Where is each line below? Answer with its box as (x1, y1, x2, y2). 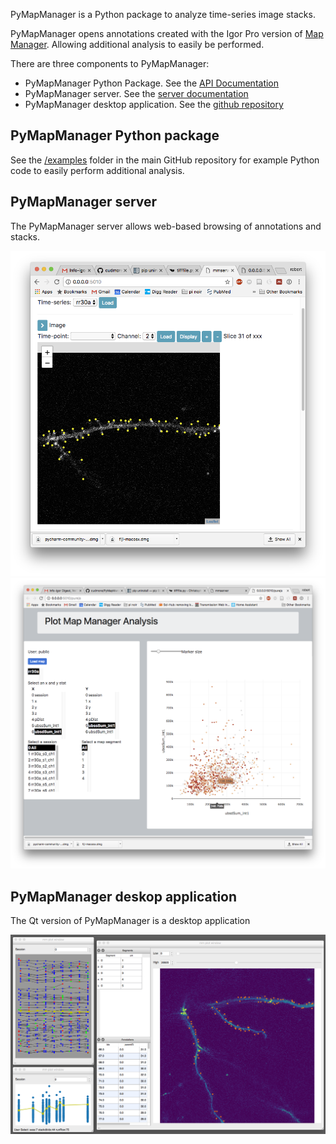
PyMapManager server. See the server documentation (24, 88, 249, 99)
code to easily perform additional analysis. (10, 164, 185, 176)
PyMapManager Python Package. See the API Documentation (24, 77, 280, 89)
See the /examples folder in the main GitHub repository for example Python (10, 154, 320, 166)
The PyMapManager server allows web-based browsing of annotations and (10, 220, 322, 232)
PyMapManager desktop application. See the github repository (24, 99, 284, 110)
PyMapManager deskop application (10, 888, 238, 905)
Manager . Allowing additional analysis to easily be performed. (10, 39, 265, 50)
